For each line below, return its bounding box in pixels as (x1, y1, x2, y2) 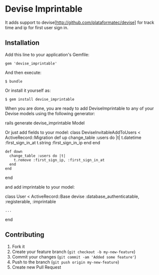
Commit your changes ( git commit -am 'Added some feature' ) (12, 254, 136, 259)
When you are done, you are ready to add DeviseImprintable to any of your (5, 105, 154, 111)
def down (5, 149, 23, 154)
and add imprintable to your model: (5, 184, 75, 190)
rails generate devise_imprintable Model (5, 120, 85, 126)
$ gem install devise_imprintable (5, 97, 75, 102)
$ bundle (5, 79, 23, 84)
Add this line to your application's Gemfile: (5, 52, 89, 57)
